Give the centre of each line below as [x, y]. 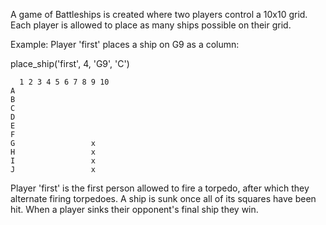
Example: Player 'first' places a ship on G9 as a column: [125, 44]
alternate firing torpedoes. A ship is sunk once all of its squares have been [163, 198]
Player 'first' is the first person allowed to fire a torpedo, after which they [160, 188]
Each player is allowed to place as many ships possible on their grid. [151, 25]
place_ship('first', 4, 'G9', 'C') [70, 63]
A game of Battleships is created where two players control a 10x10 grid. [159, 14]
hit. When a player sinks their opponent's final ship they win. [134, 209]
